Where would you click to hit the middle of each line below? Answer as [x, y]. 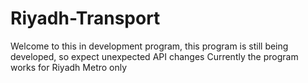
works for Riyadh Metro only [69, 67]
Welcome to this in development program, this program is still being [149, 46]
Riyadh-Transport [85, 18]
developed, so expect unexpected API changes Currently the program [154, 56]
